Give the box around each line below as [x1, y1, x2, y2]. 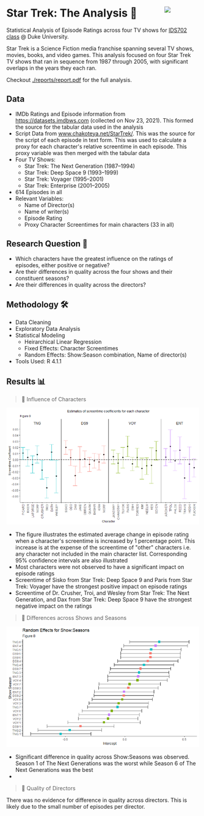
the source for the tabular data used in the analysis [15, 123, 144, 130]
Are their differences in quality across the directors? [15, 281, 147, 288]
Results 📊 [6, 376, 46, 387]
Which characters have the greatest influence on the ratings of [15, 255, 173, 262]
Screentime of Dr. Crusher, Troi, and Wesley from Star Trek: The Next [15, 589, 190, 597]
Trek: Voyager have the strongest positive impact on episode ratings [15, 583, 188, 590]
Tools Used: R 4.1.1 [15, 358, 62, 365]
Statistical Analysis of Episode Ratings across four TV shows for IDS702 [6, 26, 188, 34]
